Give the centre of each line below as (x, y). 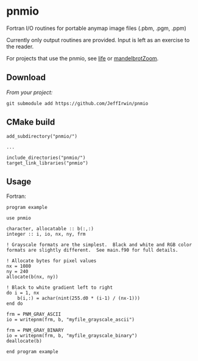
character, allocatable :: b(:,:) (50, 229)
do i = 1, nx (23, 293)
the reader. (20, 46)
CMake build (31, 122)
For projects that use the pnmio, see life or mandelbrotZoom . (83, 58)
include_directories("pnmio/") (46, 158)
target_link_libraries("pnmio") (47, 163)
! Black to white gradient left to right (60, 288)
